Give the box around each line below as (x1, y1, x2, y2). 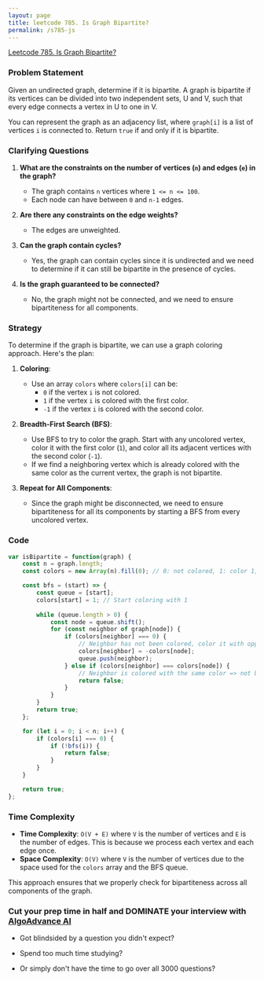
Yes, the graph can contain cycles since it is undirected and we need (31, 255, 254, 265)
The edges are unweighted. (31, 225, 121, 234)
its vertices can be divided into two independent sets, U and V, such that (8, 94, 243, 103)
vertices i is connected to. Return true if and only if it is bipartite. (8, 125, 219, 134)
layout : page (8, 11, 51, 20)
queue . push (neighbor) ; (78, 654, 153, 663)
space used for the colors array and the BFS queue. (19, 862, 189, 872)
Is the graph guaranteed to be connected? (19, 279, 159, 288)
